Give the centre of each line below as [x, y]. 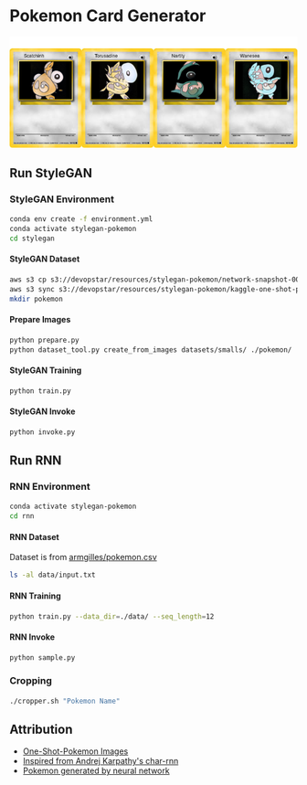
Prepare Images [40, 320]
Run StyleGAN [51, 173]
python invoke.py [42, 432]
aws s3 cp [28, 280]
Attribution [41, 730]
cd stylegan [32, 239]
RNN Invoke [32, 637]
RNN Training [35, 596]
